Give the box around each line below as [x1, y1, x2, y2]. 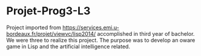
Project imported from [6, 24, 62, 31]
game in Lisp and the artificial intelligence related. [6, 43, 130, 50]
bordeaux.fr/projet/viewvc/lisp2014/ [6, 30, 96, 37]
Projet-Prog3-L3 [6, 4, 91, 18]
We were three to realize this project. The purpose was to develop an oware [6, 36, 196, 43]
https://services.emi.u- [62, 24, 119, 31]
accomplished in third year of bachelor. [97, 30, 195, 37]
